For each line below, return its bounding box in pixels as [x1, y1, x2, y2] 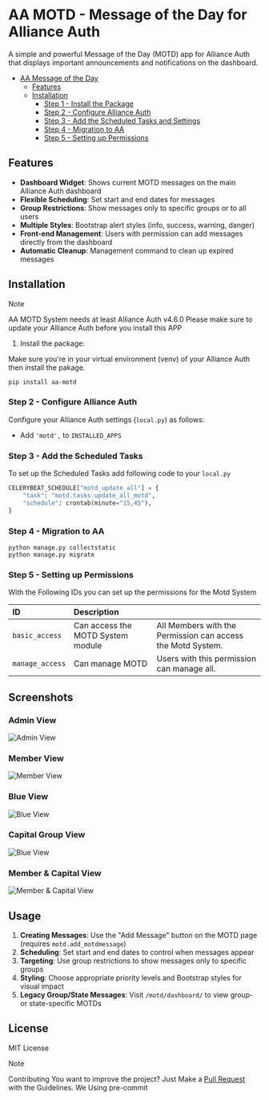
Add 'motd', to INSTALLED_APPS [19, 430, 122, 440]
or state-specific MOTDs [19, 998, 102, 1008]
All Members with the [156, 620, 237, 631]
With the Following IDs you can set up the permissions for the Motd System [8, 587, 257, 597]
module [73, 640, 102, 651]
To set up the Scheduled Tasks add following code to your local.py [8, 469, 231, 478]
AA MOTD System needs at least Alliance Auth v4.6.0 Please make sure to [8, 315, 253, 324]
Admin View [8, 714, 57, 725]
